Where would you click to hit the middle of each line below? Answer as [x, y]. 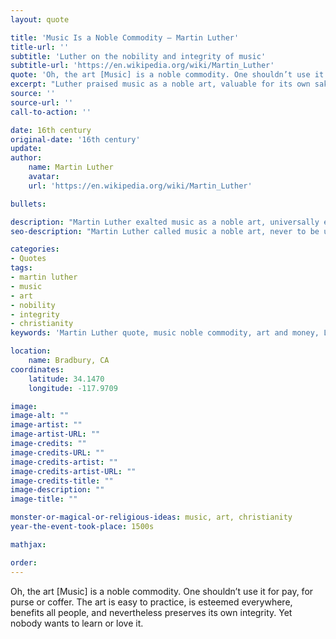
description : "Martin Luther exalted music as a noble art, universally [165, 222]
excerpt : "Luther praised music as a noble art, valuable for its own [160, 84]
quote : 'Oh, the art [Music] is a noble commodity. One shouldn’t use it [167, 75]
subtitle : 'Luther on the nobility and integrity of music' [138, 56]
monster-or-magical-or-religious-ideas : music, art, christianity [151, 517]
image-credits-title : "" [62, 481]
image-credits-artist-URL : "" [73, 471]
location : [31, 351]
